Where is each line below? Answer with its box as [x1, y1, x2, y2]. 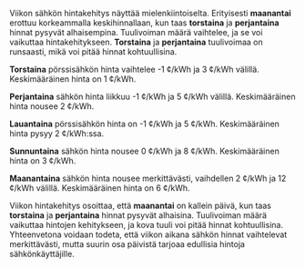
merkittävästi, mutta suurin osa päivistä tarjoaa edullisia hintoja [9, 239, 246, 249]
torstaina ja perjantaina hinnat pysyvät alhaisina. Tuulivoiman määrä [9, 210, 267, 221]
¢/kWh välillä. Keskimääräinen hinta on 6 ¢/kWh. [9, 183, 190, 194]
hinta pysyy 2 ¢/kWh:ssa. [9, 128, 105, 139]
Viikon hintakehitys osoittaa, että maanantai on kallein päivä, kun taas [9, 200, 271, 211]
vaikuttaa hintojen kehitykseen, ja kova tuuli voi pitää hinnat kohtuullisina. [9, 220, 284, 230]
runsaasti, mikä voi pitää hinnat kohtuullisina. [9, 46, 178, 57]
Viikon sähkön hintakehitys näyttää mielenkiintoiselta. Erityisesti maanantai [9, 8, 291, 18]
